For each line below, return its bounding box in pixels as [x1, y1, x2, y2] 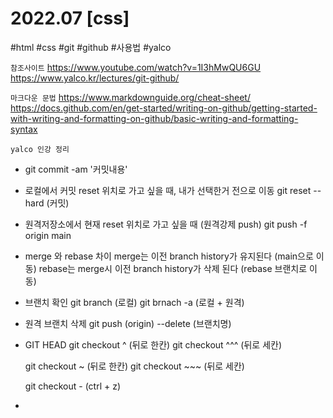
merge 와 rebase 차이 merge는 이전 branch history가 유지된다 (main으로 [24, 250, 314, 262]
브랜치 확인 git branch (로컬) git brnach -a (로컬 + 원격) [24, 296, 245, 308]
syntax [10, 123, 38, 135]
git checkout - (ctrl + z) [24, 380, 122, 392]
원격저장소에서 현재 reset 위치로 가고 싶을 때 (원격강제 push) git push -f [24, 218, 308, 230]
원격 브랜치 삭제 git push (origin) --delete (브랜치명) [24, 317, 232, 329]
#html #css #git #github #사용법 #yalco [10, 41, 172, 53]
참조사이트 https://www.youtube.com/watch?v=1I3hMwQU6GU [10, 61, 262, 73]
